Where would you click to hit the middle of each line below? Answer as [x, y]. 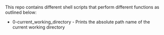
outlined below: [21, 12]
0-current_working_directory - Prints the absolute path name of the [81, 22]
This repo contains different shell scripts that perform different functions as [82, 7]
